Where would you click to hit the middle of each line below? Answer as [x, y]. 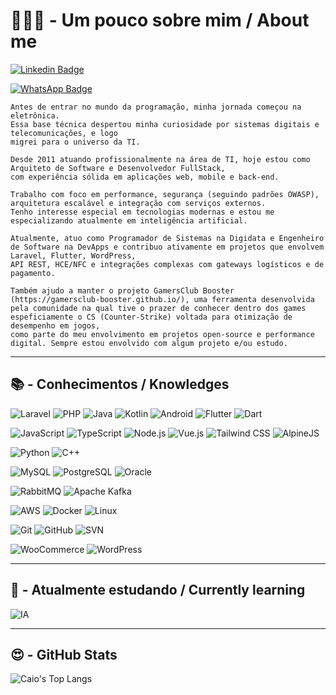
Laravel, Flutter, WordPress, [73, 255]
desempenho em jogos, [55, 325]
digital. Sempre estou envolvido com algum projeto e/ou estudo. [149, 343]
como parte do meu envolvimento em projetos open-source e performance [162, 334]
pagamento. [33, 273]
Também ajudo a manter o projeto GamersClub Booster [122, 290]
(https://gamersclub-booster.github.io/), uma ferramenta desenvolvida [162, 299]
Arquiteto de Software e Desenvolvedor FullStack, [118, 168]
